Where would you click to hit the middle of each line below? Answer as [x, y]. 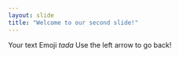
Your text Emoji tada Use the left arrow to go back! [90, 45]
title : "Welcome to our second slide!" [73, 23]
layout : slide [31, 15]
